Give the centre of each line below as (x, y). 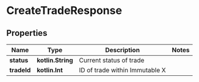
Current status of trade (112, 60)
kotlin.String (55, 60)
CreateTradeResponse (64, 11)
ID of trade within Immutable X (122, 70)
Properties (27, 33)
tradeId (20, 70)
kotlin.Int (49, 70)
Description (122, 50)
